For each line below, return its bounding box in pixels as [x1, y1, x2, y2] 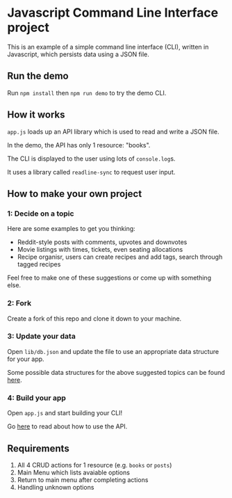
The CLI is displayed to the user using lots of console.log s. [7, 154, 176, 163]
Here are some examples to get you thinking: [7, 225, 135, 233]
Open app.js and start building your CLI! [7, 409, 123, 417]
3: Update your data [7, 332, 76, 342]
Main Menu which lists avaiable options [17, 468, 131, 476]
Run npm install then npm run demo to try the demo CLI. [7, 88, 167, 97]
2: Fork [7, 298, 32, 308]
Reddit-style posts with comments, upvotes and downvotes [17, 238, 188, 246]
